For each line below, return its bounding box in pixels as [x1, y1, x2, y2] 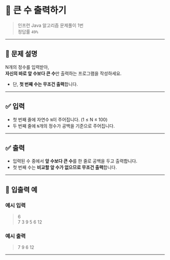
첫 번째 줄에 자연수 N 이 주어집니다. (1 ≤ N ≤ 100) [12, 116, 108, 122]
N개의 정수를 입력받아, [5, 64, 50, 70]
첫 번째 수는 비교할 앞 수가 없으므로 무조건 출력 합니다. [12, 164, 117, 170]
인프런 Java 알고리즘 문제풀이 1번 [17, 22, 84, 28]
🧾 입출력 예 [5, 185, 38, 194]
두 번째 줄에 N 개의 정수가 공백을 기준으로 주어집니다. [12, 122, 115, 129]
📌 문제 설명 [5, 50, 38, 58]
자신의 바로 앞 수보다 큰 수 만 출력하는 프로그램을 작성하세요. [5, 70, 122, 76]
